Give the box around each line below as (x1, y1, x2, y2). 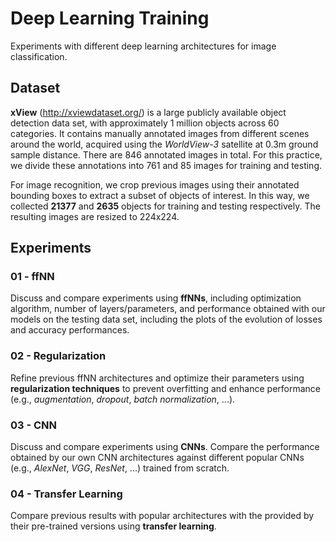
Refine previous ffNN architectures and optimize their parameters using (10, 372, 305, 384)
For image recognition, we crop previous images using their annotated (10, 178, 300, 191)
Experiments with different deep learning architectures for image (10, 40, 277, 52)
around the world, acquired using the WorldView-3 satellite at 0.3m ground (10, 138, 319, 150)
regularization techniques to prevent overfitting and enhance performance (10, 382, 322, 394)
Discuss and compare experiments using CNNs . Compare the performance (10, 441, 320, 453)
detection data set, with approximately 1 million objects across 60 (10, 117, 280, 129)
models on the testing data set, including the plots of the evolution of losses (10, 313, 323, 326)
